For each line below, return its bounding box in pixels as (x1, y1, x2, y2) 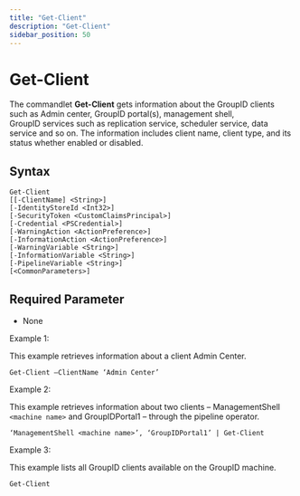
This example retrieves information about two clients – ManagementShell (9, 401, 281, 412)
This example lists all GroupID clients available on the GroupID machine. (9, 462, 277, 472)
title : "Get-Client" (9, 13, 88, 23)
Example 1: (9, 332, 50, 344)
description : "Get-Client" (9, 22, 111, 31)
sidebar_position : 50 (9, 30, 91, 39)
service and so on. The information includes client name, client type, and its (9, 128, 292, 138)
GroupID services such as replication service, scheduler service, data (9, 119, 268, 129)
